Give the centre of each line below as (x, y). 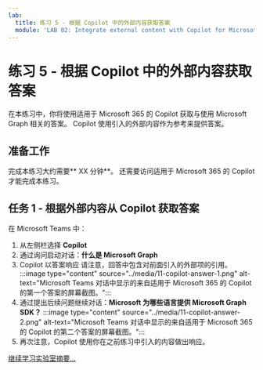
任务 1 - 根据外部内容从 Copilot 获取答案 (104, 208)
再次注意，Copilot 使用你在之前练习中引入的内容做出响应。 (114, 341)
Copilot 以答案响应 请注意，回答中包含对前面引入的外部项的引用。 (126, 264)
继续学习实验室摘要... (42, 358)
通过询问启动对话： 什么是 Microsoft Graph (88, 255)
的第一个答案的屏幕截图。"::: (65, 292)
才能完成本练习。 (36, 181)
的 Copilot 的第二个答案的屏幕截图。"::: (82, 332)
